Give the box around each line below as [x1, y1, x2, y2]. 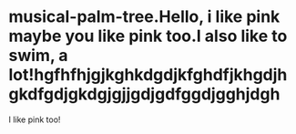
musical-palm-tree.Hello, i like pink [8, 6, 281, 27]
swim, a [8, 46, 69, 66]
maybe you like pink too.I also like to [8, 26, 288, 46]
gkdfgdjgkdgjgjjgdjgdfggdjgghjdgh [8, 84, 281, 105]
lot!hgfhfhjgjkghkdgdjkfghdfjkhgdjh [8, 65, 288, 86]
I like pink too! [8, 114, 61, 125]
